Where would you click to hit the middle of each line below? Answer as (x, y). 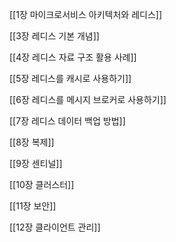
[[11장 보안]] (33, 206)
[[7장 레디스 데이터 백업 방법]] (67, 121)
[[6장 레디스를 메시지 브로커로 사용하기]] (88, 99)
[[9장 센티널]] (36, 163)
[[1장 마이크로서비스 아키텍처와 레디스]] (86, 14)
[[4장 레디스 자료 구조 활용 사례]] (73, 57)
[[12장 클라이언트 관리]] (55, 227)
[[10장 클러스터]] (42, 184)
